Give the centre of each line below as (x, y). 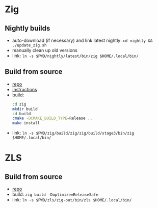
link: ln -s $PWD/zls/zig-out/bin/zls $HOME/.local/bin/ (72, 200)
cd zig (19, 104)
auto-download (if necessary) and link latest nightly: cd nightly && (82, 40)
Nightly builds (28, 28)
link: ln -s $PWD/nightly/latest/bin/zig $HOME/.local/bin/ (75, 56)
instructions (25, 89)
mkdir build (25, 109)
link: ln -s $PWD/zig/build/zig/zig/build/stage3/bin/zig (73, 133)
